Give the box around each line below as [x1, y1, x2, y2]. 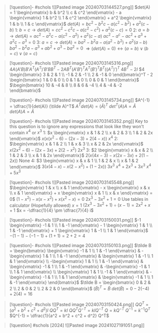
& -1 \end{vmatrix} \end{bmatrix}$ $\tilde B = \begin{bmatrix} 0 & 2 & [9, 279, 151, 285]
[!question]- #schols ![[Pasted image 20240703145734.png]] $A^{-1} [9, 97, 151, 103]
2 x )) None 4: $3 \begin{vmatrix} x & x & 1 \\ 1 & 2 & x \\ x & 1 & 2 [9, 158, 139, 164]
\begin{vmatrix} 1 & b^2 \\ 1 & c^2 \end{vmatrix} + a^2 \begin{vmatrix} [9, 15, 152, 20]
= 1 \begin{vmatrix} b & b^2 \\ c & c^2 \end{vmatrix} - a [9, 9, 122, 15]
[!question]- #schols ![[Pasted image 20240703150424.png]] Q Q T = [9, 300, 149, 307]
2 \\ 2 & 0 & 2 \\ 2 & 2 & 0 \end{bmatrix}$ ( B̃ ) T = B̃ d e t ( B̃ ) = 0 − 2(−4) [9, 285, 150, 291]
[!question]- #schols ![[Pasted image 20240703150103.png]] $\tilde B [9, 243, 152, 249]
